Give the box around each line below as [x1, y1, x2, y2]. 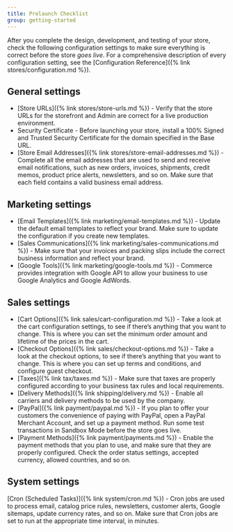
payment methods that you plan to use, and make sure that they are [17, 441, 211, 449]
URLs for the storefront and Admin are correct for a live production [17, 112, 209, 120]
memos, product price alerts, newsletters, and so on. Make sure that [17, 171, 214, 179]
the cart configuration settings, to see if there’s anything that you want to [17, 322, 227, 330]
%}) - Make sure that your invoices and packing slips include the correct [17, 247, 225, 255]
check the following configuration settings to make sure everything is [7, 43, 206, 52]
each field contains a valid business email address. [17, 178, 163, 187]
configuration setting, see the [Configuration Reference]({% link [7, 58, 191, 66]
